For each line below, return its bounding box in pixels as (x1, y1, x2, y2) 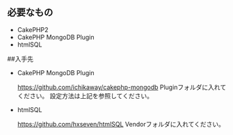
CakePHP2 (17, 25, 49, 33)
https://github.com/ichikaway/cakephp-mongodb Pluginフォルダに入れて (17, 83, 227, 91)
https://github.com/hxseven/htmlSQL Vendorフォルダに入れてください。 (17, 120, 225, 128)
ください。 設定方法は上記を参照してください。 (17, 91, 153, 100)
